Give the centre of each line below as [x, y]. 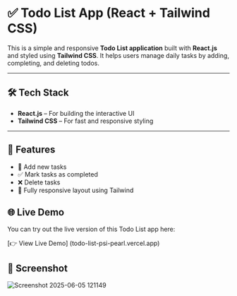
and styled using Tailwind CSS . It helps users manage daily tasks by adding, [118, 55]
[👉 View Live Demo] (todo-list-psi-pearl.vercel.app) [84, 243]
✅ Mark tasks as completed [58, 174]
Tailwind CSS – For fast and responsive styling [85, 121]
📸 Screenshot [38, 268]
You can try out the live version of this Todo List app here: [91, 229]
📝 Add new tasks [42, 167]
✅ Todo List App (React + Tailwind [109, 13]
